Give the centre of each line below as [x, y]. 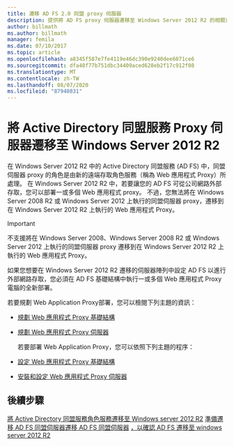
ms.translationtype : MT [42, 72]
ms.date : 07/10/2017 [37, 46]
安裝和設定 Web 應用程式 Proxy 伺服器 [72, 376]
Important [21, 224]
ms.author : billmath [37, 33]
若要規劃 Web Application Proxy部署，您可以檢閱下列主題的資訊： [102, 302]
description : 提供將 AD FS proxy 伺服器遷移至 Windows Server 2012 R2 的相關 [116, 20]
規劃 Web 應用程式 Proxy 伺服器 [63, 332]
